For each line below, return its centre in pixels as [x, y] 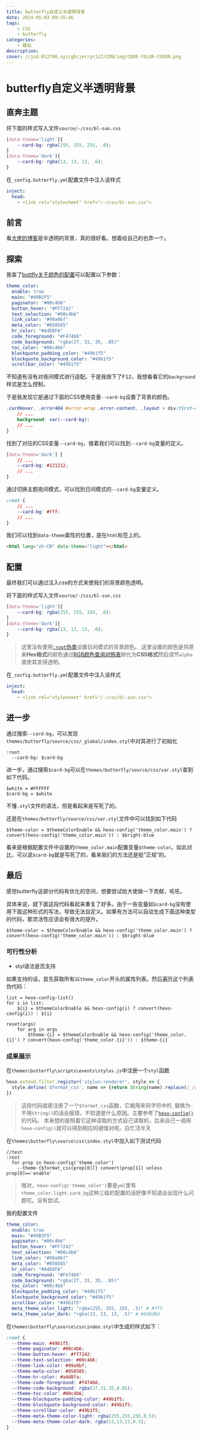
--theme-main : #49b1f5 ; [41, 1343]
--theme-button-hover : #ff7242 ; [52, 1355]
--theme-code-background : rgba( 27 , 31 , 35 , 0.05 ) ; [72, 1388]
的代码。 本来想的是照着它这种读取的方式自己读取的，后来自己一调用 [106, 1120]
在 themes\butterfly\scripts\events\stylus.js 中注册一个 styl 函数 [88, 1070]
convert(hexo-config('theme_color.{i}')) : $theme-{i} [98, 1040]
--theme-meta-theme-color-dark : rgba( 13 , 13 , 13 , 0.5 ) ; [79, 1422]
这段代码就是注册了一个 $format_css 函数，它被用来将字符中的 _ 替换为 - [107, 1105]
